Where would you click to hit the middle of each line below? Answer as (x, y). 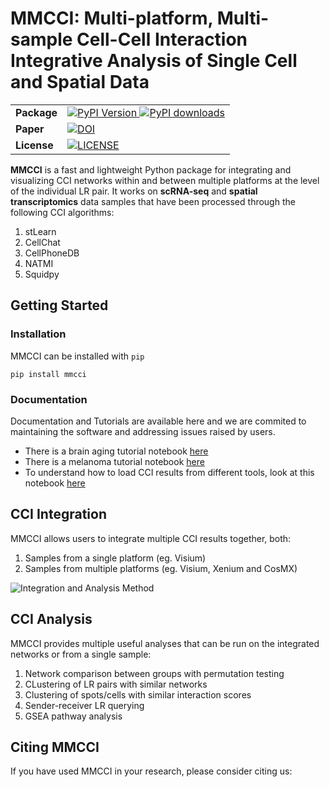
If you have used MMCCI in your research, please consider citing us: (151, 771)
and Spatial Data (80, 82)
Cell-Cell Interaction (162, 39)
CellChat (42, 242)
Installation (38, 334)
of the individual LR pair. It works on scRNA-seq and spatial (134, 191)
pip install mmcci (48, 374)
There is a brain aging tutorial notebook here (116, 451)
